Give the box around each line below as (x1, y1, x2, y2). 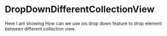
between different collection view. (5, 25, 76, 31)
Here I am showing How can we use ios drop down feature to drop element (5, 20, 162, 26)
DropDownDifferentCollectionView (5, 4, 155, 15)
